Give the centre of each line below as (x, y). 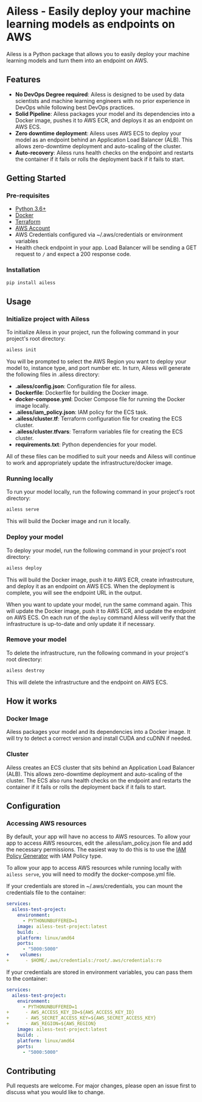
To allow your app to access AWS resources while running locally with (94, 868)
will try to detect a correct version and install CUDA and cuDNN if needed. (99, 738)
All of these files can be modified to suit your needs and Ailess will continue (101, 457)
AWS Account (33, 228)
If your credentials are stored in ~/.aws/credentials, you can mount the (95, 886)
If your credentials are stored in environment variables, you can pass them (99, 972)
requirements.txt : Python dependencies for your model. (86, 445)
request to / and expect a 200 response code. (73, 254)
